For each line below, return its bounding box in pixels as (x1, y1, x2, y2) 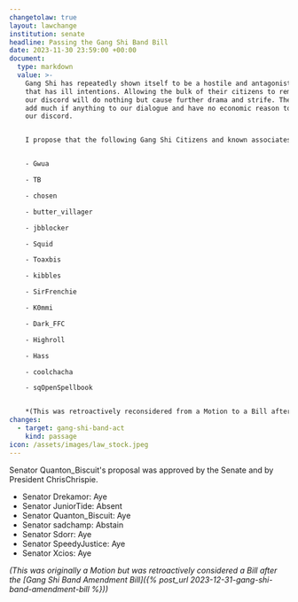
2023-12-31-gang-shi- (190, 574, 273, 585)
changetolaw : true (9, 12, 77, 22)
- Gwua (25, 160, 50, 168)
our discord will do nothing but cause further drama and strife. (25, 95, 276, 105)
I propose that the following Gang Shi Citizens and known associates (25, 136, 292, 145)
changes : (9, 416, 42, 425)
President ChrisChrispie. (9, 473, 98, 484)
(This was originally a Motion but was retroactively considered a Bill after (9, 565, 278, 575)
